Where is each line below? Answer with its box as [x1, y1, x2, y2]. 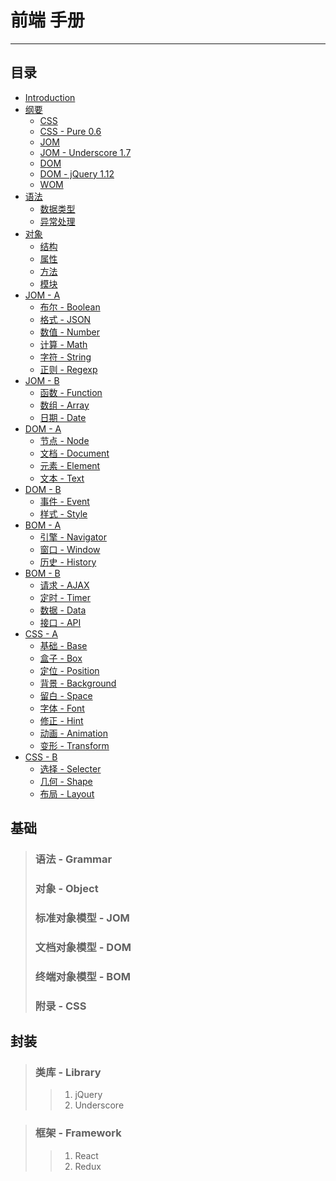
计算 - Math [39, 338, 88, 350]
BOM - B [24, 567, 61, 579]
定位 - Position [39, 664, 100, 676]
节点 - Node [39, 434, 90, 446]
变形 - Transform [39, 739, 110, 751]
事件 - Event [39, 495, 90, 507]
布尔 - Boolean [39, 301, 101, 313]
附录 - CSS [34, 999, 87, 1013]
